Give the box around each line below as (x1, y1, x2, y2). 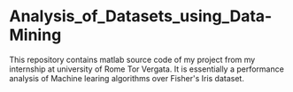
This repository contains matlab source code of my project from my (9, 54, 256, 65)
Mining (9, 25, 62, 45)
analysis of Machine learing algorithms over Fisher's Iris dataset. (9, 73, 245, 83)
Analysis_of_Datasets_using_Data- (9, 6, 273, 27)
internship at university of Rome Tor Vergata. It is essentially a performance (9, 64, 285, 74)
